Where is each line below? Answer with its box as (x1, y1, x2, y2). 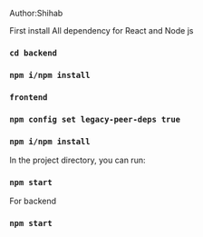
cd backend (9, 47, 57, 58)
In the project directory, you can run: (9, 154, 146, 165)
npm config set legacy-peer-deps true (9, 114, 181, 124)
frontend (9, 92, 48, 103)
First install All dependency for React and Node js (9, 25, 194, 35)
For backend (9, 195, 57, 207)
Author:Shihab (9, 8, 63, 18)
